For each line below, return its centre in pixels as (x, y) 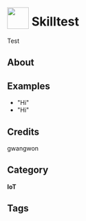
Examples (29, 86)
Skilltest (55, 22)
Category (28, 170)
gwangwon (23, 148)
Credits (23, 132)
